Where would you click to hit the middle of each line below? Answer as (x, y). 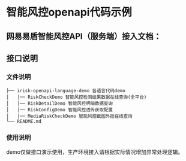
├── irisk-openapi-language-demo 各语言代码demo (66, 91)
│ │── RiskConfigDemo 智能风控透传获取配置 (59, 110)
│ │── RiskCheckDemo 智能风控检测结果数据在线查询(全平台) (76, 97)
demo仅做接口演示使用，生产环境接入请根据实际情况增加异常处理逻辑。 (95, 152)
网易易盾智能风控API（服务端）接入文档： (84, 36)
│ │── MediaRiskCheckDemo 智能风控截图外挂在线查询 (69, 116)
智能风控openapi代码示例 (69, 12)
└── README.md (24, 121)
